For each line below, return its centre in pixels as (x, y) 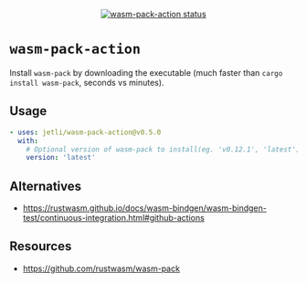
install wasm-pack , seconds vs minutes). (87, 82)
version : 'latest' (61, 158)
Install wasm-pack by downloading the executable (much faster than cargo (146, 72)
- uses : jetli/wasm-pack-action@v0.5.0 (85, 132)
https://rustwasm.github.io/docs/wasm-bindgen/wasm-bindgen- (144, 208)
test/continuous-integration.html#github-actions (114, 218)
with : (28, 141)
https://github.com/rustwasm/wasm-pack (101, 268)
